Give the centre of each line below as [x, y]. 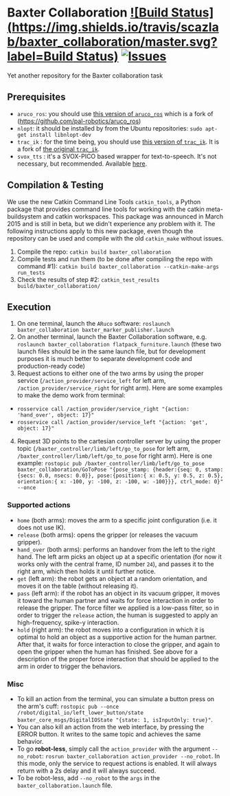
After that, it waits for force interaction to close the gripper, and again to [118, 644]
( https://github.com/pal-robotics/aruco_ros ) [79, 121]
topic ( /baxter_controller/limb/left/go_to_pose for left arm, [103, 449]
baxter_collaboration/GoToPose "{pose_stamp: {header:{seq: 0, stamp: [120, 470]
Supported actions [39, 505]
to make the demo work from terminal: [71, 395]
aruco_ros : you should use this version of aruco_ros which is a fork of [115, 113]
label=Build [40, 57]
